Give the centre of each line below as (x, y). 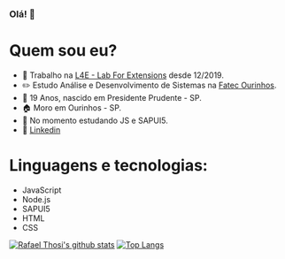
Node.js (36, 199)
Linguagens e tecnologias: (108, 166)
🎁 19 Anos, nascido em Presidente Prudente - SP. (112, 97)
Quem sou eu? (63, 51)
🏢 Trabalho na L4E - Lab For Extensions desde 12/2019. (123, 75)
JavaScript (42, 190)
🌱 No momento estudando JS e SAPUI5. (95, 120)
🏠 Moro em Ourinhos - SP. (72, 107)
